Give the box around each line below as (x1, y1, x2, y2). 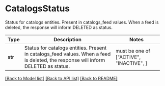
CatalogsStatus (5, 3, 70, 14)
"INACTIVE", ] (115, 59, 148, 66)
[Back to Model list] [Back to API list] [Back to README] (5, 75, 118, 81)
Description (54, 36, 82, 43)
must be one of (115, 47, 151, 54)
